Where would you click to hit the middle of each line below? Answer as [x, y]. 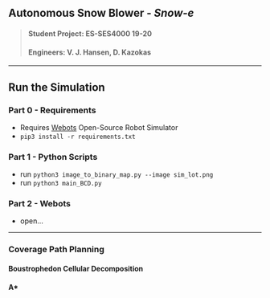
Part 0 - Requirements [52, 110]
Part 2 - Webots [39, 204]
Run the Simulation [57, 87]
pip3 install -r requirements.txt [78, 137]
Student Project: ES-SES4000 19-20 [90, 33]
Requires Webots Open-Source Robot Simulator [99, 127]
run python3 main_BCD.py [61, 183]
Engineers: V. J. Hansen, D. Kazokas [89, 52]
